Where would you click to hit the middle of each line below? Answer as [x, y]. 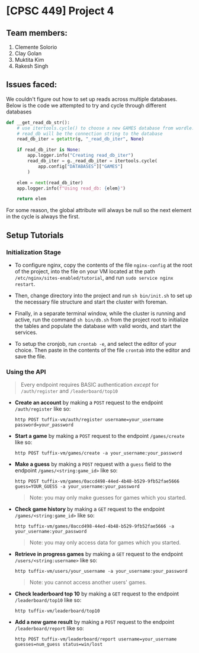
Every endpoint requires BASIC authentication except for [89, 385]
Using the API [26, 371]
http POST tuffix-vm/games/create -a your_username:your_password [98, 453]
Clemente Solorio [36, 47]
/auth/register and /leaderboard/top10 [69, 391]
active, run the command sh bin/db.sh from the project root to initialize [101, 320]
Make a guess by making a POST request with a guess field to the [93, 464]
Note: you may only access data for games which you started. [105, 542]
